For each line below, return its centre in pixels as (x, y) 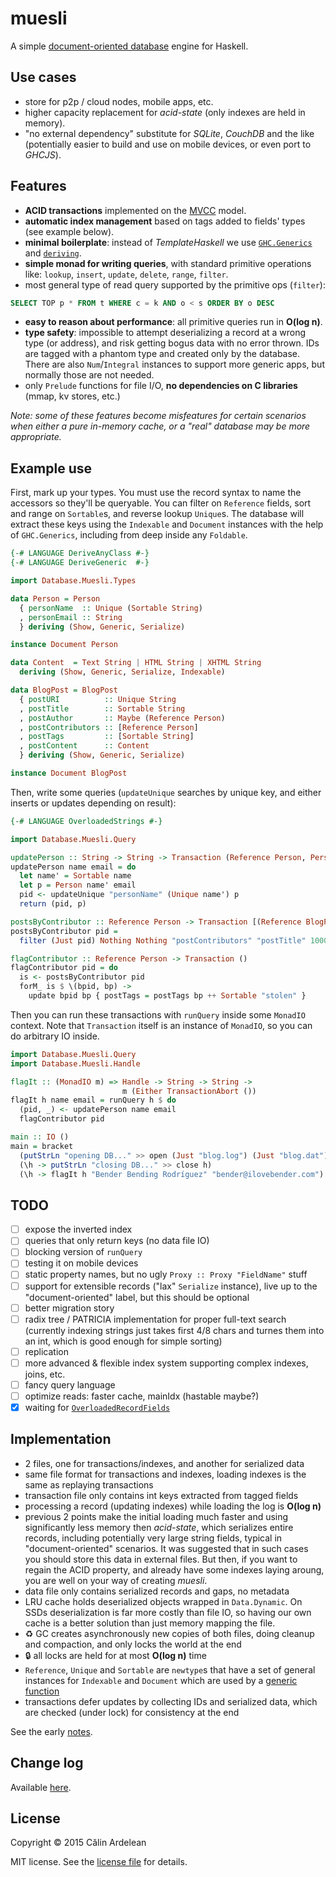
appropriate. (36, 437)
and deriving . (53, 253)
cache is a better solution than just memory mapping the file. (150, 1623)
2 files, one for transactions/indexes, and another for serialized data (164, 1463)
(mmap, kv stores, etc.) (72, 396)
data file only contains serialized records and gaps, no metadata (157, 1591)
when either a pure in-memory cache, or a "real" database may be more (160, 426)
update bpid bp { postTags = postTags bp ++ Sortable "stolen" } (167, 996)
